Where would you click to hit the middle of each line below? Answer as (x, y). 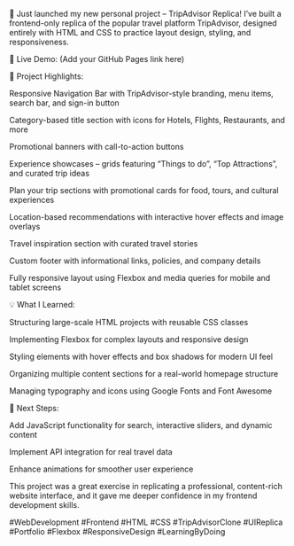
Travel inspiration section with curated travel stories (104, 243)
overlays (25, 226)
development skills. (44, 505)
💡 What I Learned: (42, 304)
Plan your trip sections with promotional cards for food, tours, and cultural (144, 190)
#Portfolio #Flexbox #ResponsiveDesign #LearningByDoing (117, 531)
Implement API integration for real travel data (91, 452)
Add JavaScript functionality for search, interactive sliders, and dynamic (141, 425)
